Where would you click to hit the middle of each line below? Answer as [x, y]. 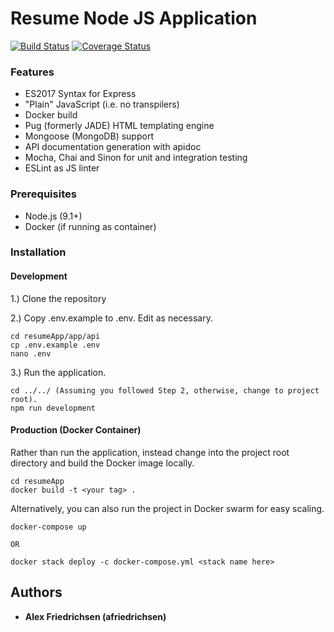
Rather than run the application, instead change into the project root [150, 452]
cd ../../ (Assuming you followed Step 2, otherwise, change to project [165, 390]
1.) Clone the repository [58, 298]
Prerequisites [43, 194]
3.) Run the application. [58, 372]
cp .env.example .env [55, 345]
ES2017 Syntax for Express [80, 94]
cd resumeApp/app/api [55, 336]
